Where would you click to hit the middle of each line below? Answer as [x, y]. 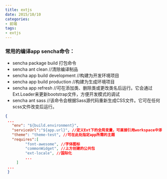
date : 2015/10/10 [23, 14]
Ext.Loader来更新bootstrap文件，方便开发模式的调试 [66, 94]
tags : [11, 28]
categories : [17, 19]
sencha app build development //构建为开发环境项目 [66, 76]
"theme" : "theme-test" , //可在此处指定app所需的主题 [63, 135]
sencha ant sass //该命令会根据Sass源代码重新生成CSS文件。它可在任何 [86, 101]
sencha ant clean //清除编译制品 [45, 69]
